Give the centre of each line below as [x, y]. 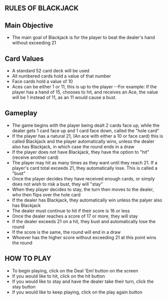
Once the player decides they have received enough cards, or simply [83, 178]
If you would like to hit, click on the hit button [58, 276]
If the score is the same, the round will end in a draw [66, 232]
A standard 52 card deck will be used [51, 71]
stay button [24, 286]
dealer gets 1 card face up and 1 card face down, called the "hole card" [86, 131]
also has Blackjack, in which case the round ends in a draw [73, 146]
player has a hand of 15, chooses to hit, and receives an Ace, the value [85, 92]
